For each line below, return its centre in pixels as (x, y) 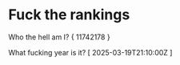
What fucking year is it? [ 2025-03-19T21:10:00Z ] (90, 52)
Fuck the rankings (69, 15)
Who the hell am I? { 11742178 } (59, 37)
